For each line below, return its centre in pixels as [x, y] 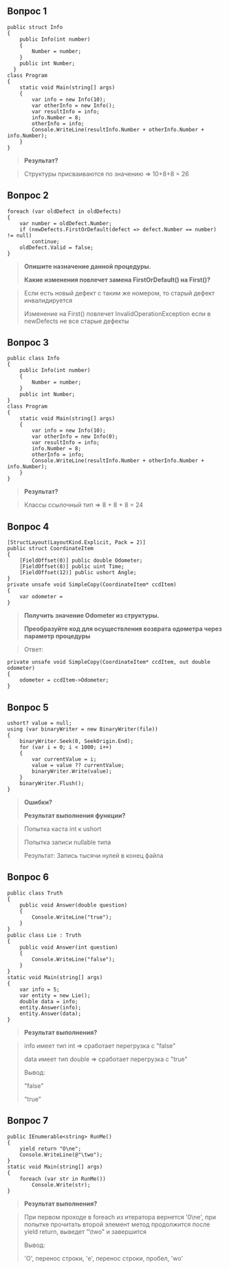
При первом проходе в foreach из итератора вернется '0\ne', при [120, 1217]
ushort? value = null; [40, 723]
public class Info [33, 358]
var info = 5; [40, 989]
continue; [46, 241]
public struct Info [35, 27]
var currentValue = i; [64, 759]
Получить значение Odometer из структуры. [91, 616]
